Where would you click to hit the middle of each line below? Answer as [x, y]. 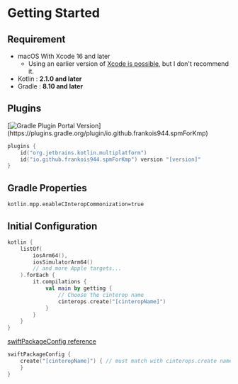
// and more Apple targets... [77, 269]
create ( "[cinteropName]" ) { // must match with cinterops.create [119, 361]
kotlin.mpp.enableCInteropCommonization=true [75, 204]
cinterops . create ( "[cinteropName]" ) [112, 301]
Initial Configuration [52, 226]
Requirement [36, 39]
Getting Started [54, 13]
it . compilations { [60, 282]
